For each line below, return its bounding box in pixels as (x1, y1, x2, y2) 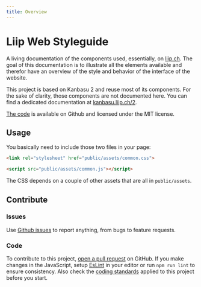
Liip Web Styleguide (6, 34, 109, 48)
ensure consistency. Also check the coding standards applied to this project (6, 268, 194, 275)
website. (6, 74, 28, 81)
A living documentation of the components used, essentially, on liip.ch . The (6, 55, 193, 62)
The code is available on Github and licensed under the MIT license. (6, 110, 175, 118)
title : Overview (6, 8, 47, 15)
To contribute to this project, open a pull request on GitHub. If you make (6, 255, 184, 262)
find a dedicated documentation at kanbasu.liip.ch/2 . (6, 98, 137, 106)
